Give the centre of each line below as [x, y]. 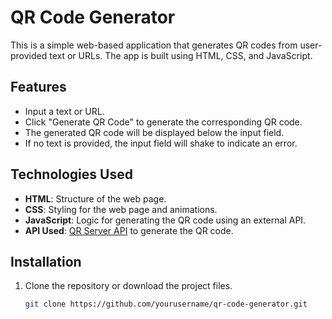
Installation [46, 261]
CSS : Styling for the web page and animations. [121, 209]
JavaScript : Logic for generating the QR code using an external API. [165, 220]
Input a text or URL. [64, 111]
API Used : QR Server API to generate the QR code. [129, 230]
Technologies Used [71, 174]
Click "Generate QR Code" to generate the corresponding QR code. [163, 122]
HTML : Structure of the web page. [95, 198]
